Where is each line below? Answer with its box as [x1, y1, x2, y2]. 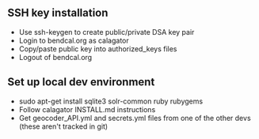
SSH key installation [7, 6, 109, 20]
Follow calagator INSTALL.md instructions [18, 104, 156, 114]
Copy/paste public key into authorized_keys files [18, 43, 177, 54]
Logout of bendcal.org [18, 52, 93, 62]
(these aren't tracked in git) [18, 122, 109, 131]
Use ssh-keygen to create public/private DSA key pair [18, 27, 195, 36]
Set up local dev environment [7, 75, 155, 89]
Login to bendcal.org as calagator [18, 36, 130, 45]
